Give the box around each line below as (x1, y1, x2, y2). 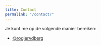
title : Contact (5, 7, 37, 12)
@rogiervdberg (12, 35, 44, 41)
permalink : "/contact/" (5, 12, 54, 17)
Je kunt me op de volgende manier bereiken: (5, 25, 97, 31)
